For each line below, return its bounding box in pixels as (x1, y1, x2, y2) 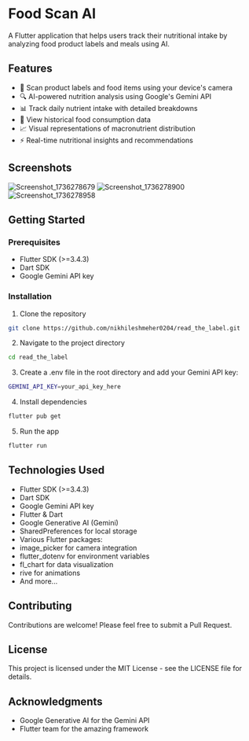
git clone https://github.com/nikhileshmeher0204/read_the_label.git (8, 324, 241, 332)
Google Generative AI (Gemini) (19, 518, 119, 527)
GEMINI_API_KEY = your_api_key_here (8, 383, 122, 391)
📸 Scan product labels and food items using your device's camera (19, 83, 233, 92)
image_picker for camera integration (19, 543, 137, 552)
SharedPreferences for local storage (19, 526, 137, 536)
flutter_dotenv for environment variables (19, 551, 150, 561)
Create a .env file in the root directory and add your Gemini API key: (19, 367, 239, 378)
